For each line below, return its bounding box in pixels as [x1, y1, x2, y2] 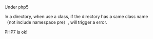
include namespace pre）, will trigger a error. [16, 19, 108, 25]
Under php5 [4, 4, 29, 10]
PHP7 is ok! [4, 29, 28, 35]
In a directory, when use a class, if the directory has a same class [4, 14, 136, 19]
